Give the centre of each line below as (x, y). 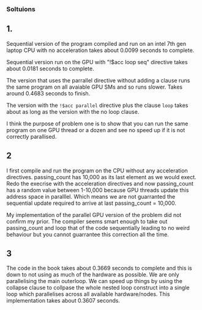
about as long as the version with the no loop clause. (73, 111)
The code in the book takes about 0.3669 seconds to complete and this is (99, 268)
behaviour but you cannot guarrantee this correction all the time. (88, 234)
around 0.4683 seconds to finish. (48, 93)
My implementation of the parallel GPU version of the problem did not (94, 215)
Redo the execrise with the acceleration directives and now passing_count (100, 183)
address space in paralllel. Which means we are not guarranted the (91, 196)
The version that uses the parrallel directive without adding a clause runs (98, 80)
